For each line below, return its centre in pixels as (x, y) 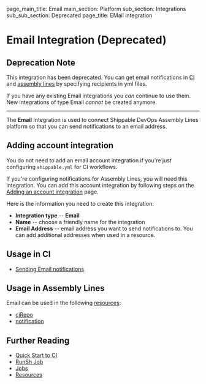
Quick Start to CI (36, 355)
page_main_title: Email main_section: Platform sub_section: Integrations (96, 9)
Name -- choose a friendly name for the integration (80, 222)
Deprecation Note (41, 63)
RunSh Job (29, 362)
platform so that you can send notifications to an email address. (87, 126)
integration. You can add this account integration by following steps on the (100, 185)
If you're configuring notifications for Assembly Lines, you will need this (97, 179)
